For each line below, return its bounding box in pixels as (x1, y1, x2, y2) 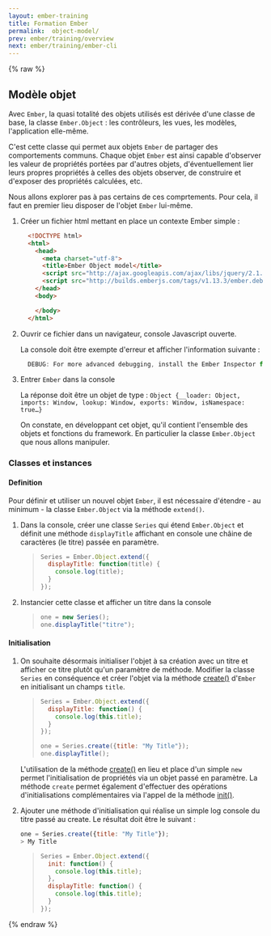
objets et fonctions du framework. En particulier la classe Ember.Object (19, 429, 256, 438)
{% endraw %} (8, 919, 58, 929)
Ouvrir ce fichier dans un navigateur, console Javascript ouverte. (19, 328, 237, 338)
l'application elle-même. (8, 126, 89, 136)
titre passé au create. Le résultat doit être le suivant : (19, 815, 197, 824)
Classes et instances (8, 458, 92, 469)
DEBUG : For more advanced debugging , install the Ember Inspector (28, 360, 256, 368)
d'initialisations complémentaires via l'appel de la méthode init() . (19, 790, 235, 800)
